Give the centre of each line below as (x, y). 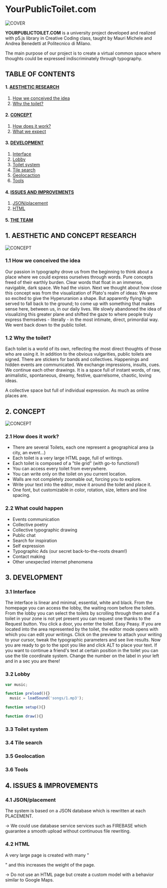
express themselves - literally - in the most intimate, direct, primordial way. (82, 320)
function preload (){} (28, 694)
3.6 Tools (17, 769)
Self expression (28, 546)
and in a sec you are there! (32, 661)
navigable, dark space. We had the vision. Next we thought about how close (83, 287)
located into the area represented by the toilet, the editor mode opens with (82, 629)
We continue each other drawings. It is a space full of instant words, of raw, (83, 370)
